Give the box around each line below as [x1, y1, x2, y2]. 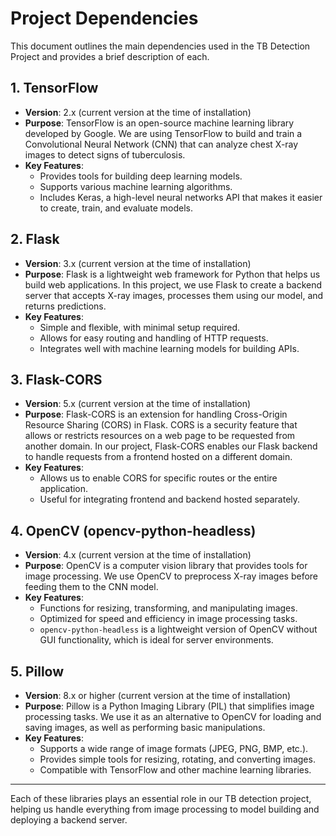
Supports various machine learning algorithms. [39, 180, 233, 192]
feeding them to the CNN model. [24, 581, 159, 593]
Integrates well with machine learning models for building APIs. [39, 342, 300, 354]
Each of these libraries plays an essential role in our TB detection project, [10, 793, 312, 804]
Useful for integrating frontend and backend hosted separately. [39, 493, 301, 506]
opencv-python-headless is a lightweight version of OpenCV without [39, 623, 318, 636]
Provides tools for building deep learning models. [39, 170, 243, 182]
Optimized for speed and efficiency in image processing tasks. [39, 613, 298, 625]
